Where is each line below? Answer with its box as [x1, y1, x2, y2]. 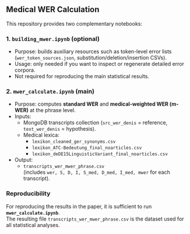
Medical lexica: [23, 131, 59, 139]
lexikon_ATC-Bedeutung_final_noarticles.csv [31, 145, 142, 151]
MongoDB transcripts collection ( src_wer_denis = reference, [23, 119, 168, 126]
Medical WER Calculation [6, 5, 100, 15]
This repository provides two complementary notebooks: [6, 20, 143, 27]
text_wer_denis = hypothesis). [23, 125, 96, 132]
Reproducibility [6, 190, 51, 198]
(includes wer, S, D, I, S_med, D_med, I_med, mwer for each [23, 169, 171, 176]
